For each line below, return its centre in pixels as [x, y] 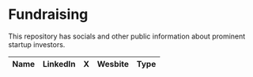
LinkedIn [59, 64]
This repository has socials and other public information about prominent [127, 36]
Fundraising [48, 15]
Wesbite [113, 64]
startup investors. [37, 44]
